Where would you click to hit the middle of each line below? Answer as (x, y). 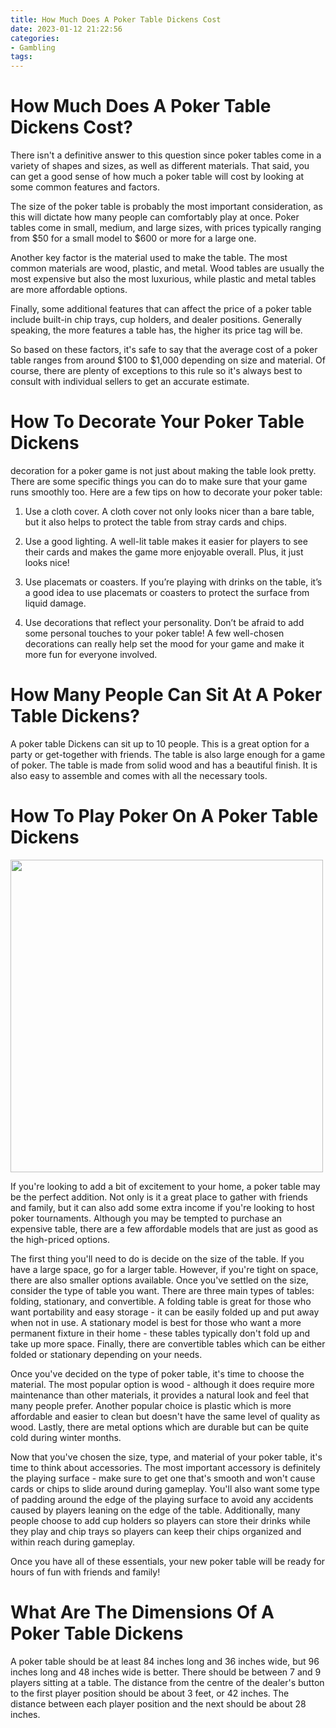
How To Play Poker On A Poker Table (164, 816)
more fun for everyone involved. (91, 654)
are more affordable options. (69, 290)
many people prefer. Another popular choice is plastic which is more (151, 1405)
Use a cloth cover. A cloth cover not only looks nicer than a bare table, (169, 511)
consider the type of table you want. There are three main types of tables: (162, 1290)
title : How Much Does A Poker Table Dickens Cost (116, 19)
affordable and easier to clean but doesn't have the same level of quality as (165, 1416)
